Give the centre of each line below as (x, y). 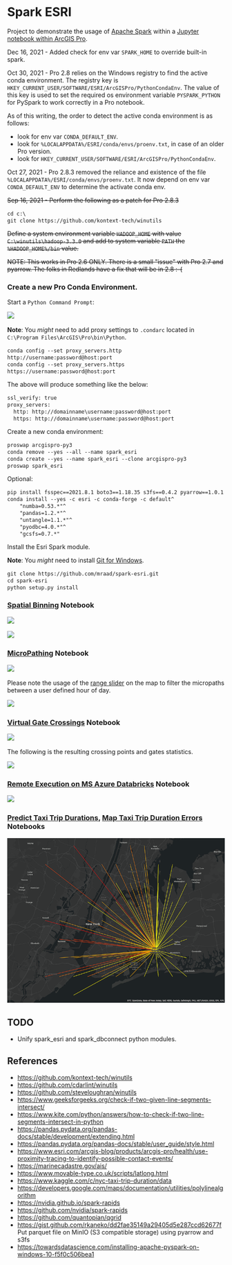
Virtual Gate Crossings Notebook (64, 722)
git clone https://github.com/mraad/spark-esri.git (83, 574)
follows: (18, 123)
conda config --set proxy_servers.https (66, 365)
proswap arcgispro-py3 (40, 445)
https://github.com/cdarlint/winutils (67, 1085)
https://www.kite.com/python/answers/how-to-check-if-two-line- (111, 1114)
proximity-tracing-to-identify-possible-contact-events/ (95, 1158)
